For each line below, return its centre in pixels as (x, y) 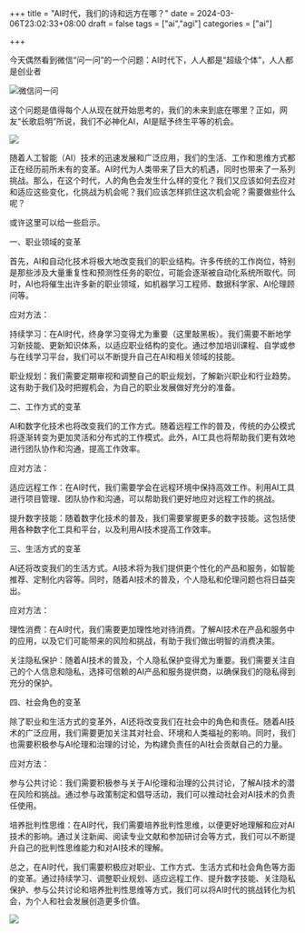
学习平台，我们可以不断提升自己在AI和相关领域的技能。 (137, 356)
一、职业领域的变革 (45, 242)
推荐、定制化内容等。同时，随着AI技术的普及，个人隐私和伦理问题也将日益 (148, 579)
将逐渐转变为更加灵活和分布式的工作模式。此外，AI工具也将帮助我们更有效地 (152, 437)
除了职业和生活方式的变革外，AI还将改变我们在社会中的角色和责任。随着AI (148, 722)
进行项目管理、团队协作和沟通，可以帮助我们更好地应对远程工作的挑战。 (144, 499)
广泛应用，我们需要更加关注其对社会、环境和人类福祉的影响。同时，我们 (160, 733)
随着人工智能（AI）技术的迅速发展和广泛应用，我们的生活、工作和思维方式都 (152, 158)
